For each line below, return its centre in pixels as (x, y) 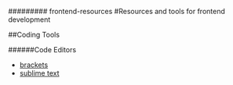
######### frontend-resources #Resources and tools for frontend (117, 11)
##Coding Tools (34, 35)
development (29, 19)
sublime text (39, 73)
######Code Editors (42, 50)
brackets (34, 65)
